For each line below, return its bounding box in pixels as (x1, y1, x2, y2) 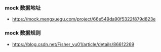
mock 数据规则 (5, 29, 41, 36)
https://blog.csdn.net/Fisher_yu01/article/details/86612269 (12, 41, 135, 47)
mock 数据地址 (5, 4, 41, 11)
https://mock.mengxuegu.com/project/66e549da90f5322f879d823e (12, 16, 156, 22)
